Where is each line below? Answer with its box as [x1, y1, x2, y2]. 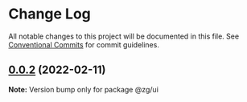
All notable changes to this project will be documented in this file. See [8, 31, 240, 41]
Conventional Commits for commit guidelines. [8, 39, 159, 49]
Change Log [8, 5, 91, 23]
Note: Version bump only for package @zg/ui [8, 84, 159, 94]
